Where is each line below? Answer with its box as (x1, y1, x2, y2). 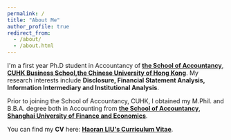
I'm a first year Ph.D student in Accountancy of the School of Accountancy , (7, 62, 224, 69)
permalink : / (7, 10, 45, 17)
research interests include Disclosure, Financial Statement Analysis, (7, 76, 205, 84)
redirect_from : (7, 29, 51, 37)
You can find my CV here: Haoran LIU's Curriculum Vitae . (7, 125, 174, 133)
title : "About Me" (7, 17, 60, 24)
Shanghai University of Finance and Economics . (7, 112, 148, 120)
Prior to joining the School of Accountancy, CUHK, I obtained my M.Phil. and (7, 97, 225, 105)
